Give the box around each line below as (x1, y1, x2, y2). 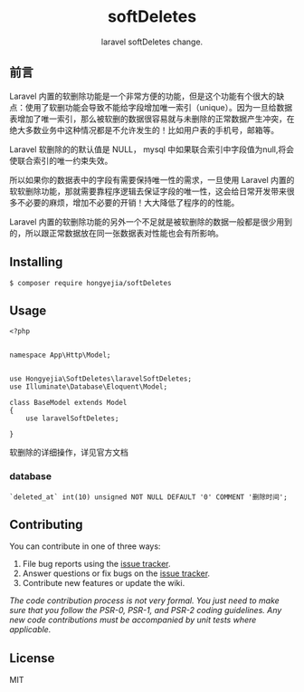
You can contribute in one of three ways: (9, 541, 161, 552)
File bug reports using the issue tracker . (22, 559, 171, 570)
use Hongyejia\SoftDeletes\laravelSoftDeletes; (9, 374, 193, 384)
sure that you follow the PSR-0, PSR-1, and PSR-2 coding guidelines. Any (9, 605, 282, 616)
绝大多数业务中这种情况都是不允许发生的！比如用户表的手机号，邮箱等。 (9, 124, 279, 135)
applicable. (9, 624, 52, 635)
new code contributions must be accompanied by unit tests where (9, 614, 257, 626)
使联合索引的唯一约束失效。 (9, 155, 113, 166)
